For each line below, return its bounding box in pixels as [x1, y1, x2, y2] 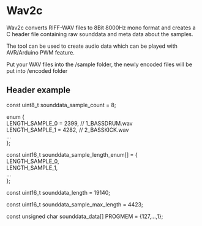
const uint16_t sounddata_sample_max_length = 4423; [6, 200, 143, 208]
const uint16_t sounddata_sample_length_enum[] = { [6, 151, 138, 158]
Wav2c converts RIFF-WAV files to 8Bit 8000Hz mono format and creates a [6, 24, 196, 31]
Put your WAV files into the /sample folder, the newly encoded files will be [6, 61, 193, 68]
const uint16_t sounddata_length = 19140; [6, 189, 111, 196]
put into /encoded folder [6, 67, 68, 74]
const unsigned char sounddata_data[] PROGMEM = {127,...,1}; [6, 213, 163, 220]
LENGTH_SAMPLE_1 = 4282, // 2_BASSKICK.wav [6, 126, 129, 134]
